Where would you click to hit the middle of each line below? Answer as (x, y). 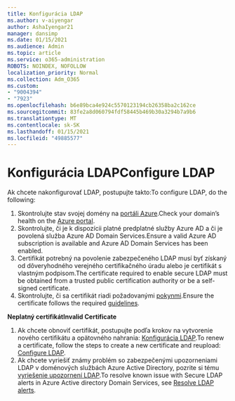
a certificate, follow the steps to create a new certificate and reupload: (119, 345)
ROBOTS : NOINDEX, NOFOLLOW (47, 66)
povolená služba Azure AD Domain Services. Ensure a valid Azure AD (117, 236)
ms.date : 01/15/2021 (38, 40)
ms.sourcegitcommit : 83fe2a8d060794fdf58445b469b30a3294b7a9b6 (102, 112)
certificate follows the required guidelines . (79, 303)
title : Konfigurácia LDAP (45, 14)
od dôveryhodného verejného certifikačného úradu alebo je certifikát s (120, 266)
